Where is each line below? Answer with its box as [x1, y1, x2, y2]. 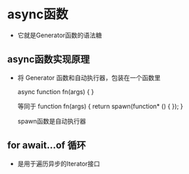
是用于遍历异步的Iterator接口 [17, 159, 100, 168]
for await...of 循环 [7, 140, 86, 152]
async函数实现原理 [7, 53, 90, 65]
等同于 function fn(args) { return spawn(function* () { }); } [17, 102, 183, 110]
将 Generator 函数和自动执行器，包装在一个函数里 [17, 73, 161, 81]
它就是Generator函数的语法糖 [17, 31, 103, 39]
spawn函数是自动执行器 [17, 116, 86, 125]
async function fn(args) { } [17, 87, 94, 95]
